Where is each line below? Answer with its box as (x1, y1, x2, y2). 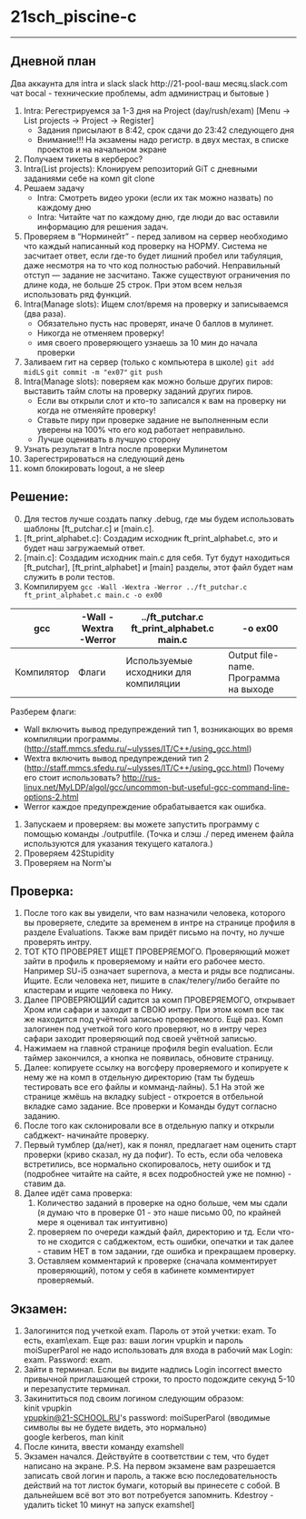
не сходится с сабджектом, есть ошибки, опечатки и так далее (47, 1236, 294, 1247)
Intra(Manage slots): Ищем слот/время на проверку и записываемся (23, 298, 289, 309)
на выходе (227, 682, 275, 695)
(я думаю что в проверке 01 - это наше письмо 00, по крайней (36, 1207, 281, 1218)
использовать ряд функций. (23, 288, 132, 299)
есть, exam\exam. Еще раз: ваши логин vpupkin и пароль (23, 1335, 243, 1346)
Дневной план (10, 54, 96, 69)
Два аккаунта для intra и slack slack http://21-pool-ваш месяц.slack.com (10, 77, 289, 88)
